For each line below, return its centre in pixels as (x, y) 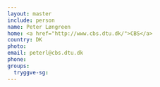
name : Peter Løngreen (39, 27)
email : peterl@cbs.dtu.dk (45, 53)
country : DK (25, 40)
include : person (31, 20)
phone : (17, 60)
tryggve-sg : (31, 72)
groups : (19, 66)
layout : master (30, 14)
